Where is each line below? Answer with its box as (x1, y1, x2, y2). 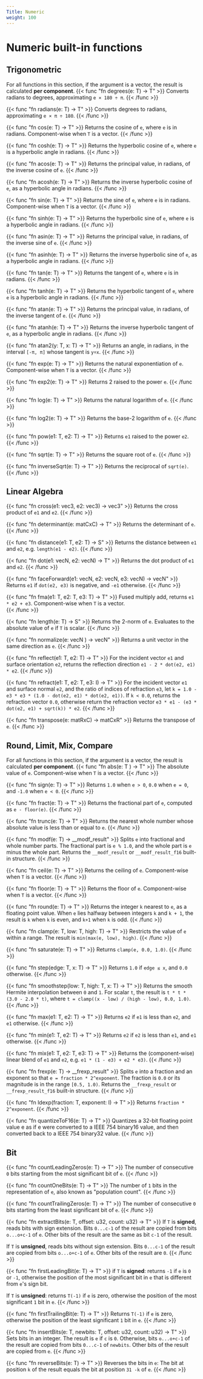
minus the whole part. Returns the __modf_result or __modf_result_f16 (6, 849, 182, 856)
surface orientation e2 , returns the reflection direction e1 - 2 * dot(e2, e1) (6, 661, 196, 668)
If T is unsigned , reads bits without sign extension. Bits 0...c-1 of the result (6, 1243, 195, 1250)
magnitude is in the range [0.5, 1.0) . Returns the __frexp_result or (6, 1081, 177, 1088)
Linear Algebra (6, 486, 64, 497)
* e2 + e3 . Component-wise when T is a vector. (6, 600, 125, 607)
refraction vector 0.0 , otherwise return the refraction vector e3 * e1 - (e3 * (6, 698, 197, 706)
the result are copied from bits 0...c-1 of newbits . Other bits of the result (6, 1341, 189, 1348)
